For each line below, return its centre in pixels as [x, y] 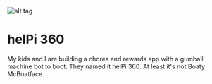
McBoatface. [26, 73]
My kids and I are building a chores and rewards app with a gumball [105, 59]
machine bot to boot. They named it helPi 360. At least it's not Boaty [106, 66]
